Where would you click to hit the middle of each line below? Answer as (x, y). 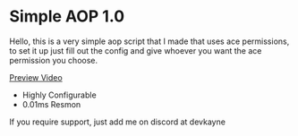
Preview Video (36, 77)
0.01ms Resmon (51, 104)
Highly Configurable (59, 95)
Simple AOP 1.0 (67, 17)
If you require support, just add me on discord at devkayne (118, 122)
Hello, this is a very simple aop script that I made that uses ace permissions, (149, 41)
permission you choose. (54, 60)
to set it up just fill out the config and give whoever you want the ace (136, 50)
